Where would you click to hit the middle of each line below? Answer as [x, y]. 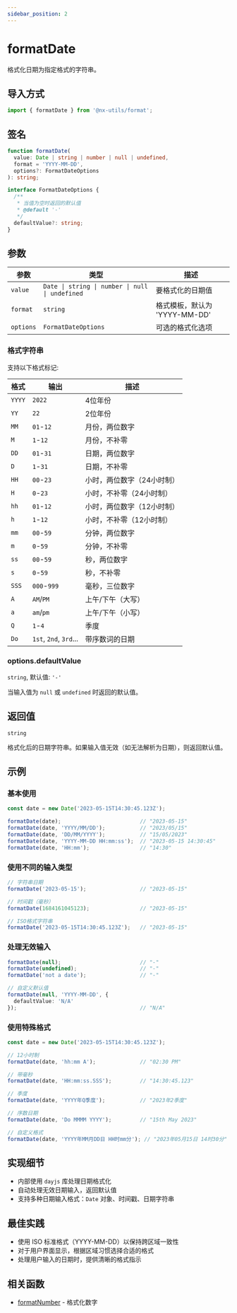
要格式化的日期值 [184, 291]
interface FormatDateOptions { [53, 190]
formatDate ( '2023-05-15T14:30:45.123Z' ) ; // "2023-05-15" [98, 927]
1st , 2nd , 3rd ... [55, 639]
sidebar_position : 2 [38, 14]
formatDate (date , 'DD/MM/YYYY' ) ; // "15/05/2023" [98, 835]
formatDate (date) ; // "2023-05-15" [98, 821]
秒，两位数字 [107, 560]
